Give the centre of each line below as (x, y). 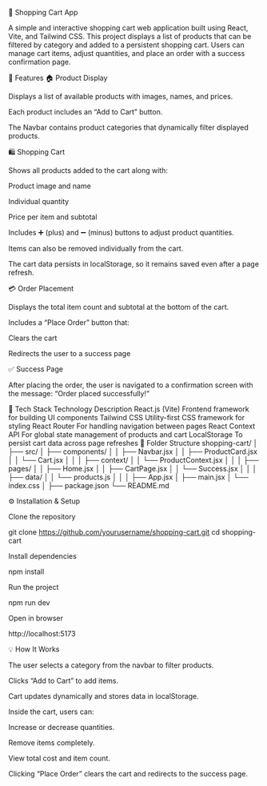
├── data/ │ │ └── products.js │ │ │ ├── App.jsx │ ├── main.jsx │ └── (129, 477)
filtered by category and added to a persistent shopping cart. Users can (127, 45)
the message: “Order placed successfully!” (79, 393)
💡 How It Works (34, 649)
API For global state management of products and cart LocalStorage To (126, 435)
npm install (26, 571)
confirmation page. (40, 62)
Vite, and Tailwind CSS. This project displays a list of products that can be (130, 36)
